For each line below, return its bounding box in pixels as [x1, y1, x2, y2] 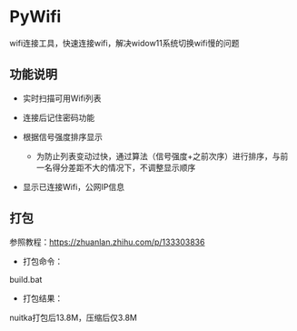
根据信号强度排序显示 [22, 131, 103, 142]
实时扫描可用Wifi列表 [22, 93, 102, 104]
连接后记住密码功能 [22, 112, 95, 123]
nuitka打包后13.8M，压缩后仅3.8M [9, 312, 138, 323]
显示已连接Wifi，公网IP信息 [22, 181, 125, 192]
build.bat [9, 274, 43, 285]
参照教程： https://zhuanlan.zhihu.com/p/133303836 [9, 236, 205, 247]
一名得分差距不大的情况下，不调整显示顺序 [35, 162, 196, 173]
